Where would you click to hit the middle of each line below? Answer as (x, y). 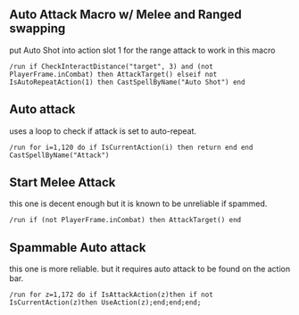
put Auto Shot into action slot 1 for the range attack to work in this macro (142, 50)
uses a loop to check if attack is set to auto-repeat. (103, 131)
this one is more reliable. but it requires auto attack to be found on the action (150, 269)
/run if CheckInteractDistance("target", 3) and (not (112, 66)
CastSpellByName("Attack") (59, 155)
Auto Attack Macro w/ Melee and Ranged (126, 15)
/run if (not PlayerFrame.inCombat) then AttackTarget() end (125, 220)
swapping (37, 29)
